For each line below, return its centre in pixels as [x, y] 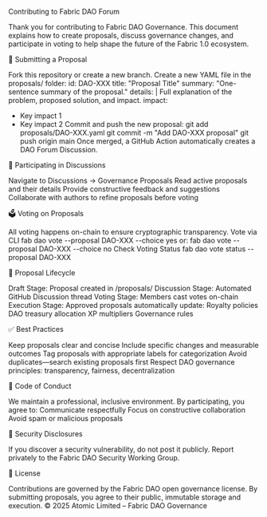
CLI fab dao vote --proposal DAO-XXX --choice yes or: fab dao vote [120, 240]
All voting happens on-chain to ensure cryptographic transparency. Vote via [133, 232]
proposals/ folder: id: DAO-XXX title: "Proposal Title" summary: [112, 83]
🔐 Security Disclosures [45, 434]
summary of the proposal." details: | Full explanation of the [136, 92]
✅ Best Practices [36, 329]
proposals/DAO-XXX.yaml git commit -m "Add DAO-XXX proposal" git [134, 132]
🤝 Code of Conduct [40, 386]
